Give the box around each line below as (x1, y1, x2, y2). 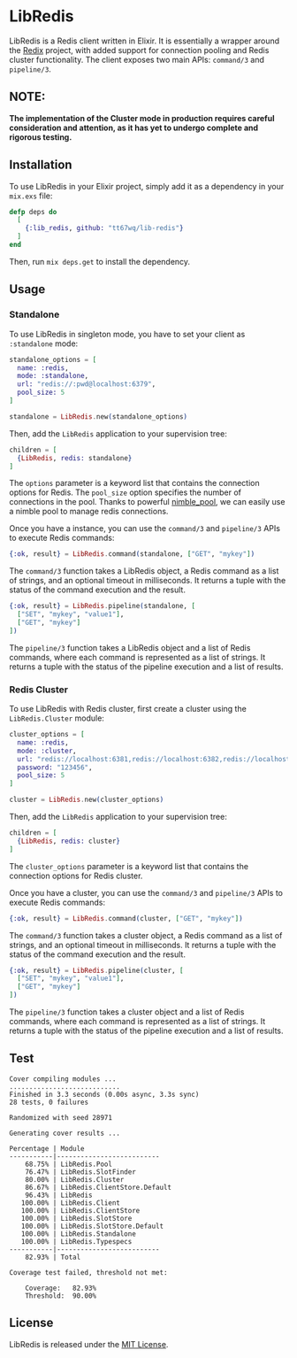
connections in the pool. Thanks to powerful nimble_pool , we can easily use (9, 497, 286, 507)
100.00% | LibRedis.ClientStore (20, 1206, 141, 1215)
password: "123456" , (17, 763, 93, 772)
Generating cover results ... (9, 1129, 121, 1138)
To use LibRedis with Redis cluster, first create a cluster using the (9, 704, 247, 714)
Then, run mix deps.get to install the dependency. (9, 256, 191, 266)
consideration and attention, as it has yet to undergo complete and (9, 122, 259, 133)
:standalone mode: (9, 338, 79, 349)
